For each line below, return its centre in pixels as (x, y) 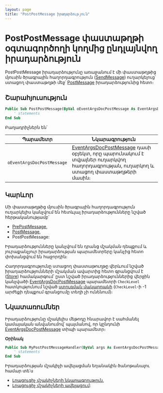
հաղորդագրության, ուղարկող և (113, 166)
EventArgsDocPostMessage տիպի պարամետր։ (55, 329)
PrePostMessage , (30, 226)
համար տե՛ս (19, 371)
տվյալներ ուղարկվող (99, 159)
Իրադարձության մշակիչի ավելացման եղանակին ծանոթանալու (77, 366)
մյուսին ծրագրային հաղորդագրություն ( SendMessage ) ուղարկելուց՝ (81, 77)
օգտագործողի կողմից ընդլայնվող (81, 48)
